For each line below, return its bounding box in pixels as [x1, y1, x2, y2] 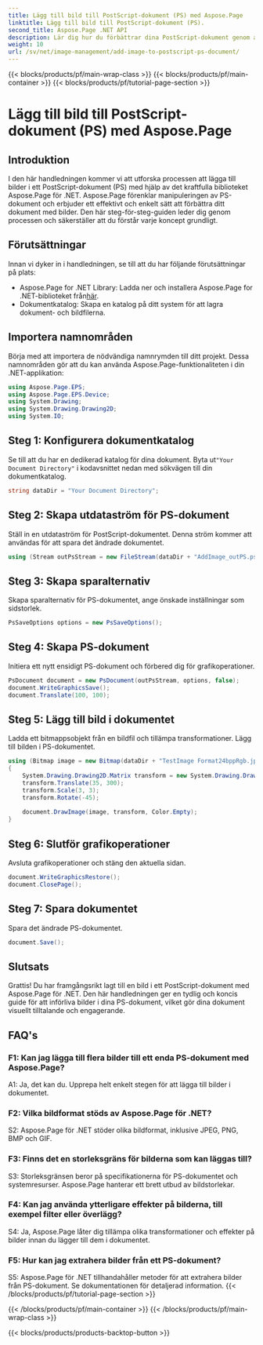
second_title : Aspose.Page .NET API [8, 26, 128, 34]
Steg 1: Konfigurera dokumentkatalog [8, 434, 194, 447]
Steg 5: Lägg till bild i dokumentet [8, 713, 175, 726]
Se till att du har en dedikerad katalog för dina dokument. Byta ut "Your [8, 454, 234, 464]
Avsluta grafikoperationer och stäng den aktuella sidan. [8, 858, 186, 867]
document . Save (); [8, 939, 65, 946]
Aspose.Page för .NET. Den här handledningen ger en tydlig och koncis [8, 990, 238, 999]
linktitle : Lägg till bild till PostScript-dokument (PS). [8, 19, 205, 27]
